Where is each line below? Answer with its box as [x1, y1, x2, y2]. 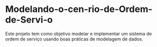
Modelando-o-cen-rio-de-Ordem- [5, 3, 152, 15]
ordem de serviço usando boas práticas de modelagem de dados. [5, 36, 143, 42]
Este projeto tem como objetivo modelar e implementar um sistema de [5, 30, 152, 36]
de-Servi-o [5, 14, 53, 25]
